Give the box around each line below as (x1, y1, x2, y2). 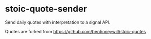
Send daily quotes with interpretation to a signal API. (5, 19, 111, 25)
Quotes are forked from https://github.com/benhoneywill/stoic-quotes (5, 28, 146, 34)
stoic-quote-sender (5, 3, 87, 14)
